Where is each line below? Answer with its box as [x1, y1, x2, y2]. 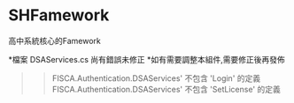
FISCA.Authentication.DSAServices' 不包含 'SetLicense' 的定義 [51, 84, 281, 94]
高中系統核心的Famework [8, 35, 101, 46]
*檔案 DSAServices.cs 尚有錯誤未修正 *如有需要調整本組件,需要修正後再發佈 [8, 54, 285, 64]
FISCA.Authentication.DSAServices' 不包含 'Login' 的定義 [51, 72, 261, 84]
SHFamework [8, 5, 110, 26]
